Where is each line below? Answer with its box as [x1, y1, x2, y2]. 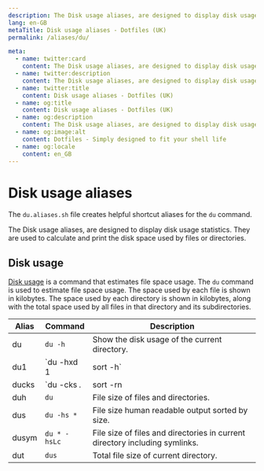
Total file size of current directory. [92, 450, 218, 461]
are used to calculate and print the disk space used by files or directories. [8, 234, 247, 243]
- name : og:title [15, 99, 72, 107]
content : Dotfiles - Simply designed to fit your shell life [22, 135, 226, 143]
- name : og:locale [15, 142, 76, 150]
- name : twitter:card [15, 55, 86, 63]
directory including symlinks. [92, 437, 199, 448]
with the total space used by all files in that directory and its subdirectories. [8, 302, 251, 311]
